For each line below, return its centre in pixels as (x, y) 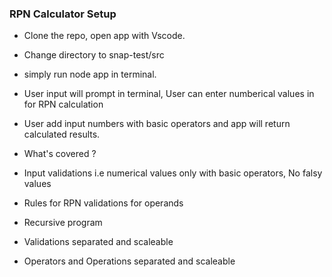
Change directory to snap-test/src (94, 55)
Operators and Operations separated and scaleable (129, 261)
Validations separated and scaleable (98, 242)
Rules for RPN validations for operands (103, 203)
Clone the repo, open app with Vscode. (104, 36)
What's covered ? (60, 154)
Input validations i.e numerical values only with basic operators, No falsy (173, 173)
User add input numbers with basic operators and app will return (157, 124)
